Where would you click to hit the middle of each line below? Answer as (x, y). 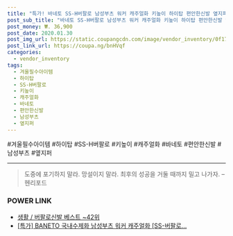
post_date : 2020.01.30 (40, 33)
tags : (15, 65)
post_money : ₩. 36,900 (40, 26)
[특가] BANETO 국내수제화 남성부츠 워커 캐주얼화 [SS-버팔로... (102, 226)
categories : (24, 53)
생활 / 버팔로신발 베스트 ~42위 (59, 217)
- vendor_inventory (42, 59)
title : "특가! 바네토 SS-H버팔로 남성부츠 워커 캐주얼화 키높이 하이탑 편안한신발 (109, 14)
